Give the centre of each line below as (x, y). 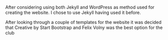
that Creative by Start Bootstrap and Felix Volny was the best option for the (84, 27)
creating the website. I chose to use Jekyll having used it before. (73, 12)
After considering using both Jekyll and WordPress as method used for (80, 7)
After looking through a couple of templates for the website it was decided (83, 22)
